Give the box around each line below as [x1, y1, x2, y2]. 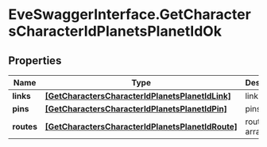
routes [12, 121, 38, 132]
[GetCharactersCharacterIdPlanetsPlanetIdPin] [44, 104, 228, 114]
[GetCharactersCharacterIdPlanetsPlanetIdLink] [44, 91, 232, 101]
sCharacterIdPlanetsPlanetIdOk [8, 22, 222, 40]
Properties [8, 54, 62, 67]
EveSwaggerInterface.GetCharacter [8, 6, 252, 24]
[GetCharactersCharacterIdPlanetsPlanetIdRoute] [44, 121, 238, 132]
